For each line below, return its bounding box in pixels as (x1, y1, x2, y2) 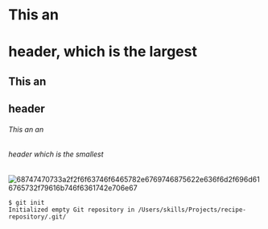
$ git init (8, 198, 45, 206)
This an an (8, 124, 44, 134)
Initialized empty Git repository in (8, 206, 135, 214)
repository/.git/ (8, 212, 67, 221)
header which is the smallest (8, 149, 104, 159)
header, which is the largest (8, 43, 197, 61)
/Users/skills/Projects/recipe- (138, 206, 247, 214)
